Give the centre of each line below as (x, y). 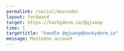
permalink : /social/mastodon (42, 11)
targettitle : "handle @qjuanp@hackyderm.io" (62, 33)
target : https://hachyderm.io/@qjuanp (54, 22)
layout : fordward (28, 17)
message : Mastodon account (40, 39)
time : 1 (16, 28)
